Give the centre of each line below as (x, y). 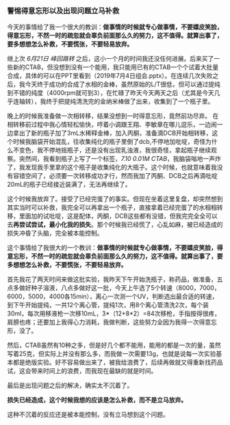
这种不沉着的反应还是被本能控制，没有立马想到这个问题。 (88, 415)
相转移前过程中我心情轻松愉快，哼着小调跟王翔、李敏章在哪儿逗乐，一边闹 (112, 125)
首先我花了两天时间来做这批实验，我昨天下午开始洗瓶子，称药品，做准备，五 (115, 279)
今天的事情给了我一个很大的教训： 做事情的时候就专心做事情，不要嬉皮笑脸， (115, 27)
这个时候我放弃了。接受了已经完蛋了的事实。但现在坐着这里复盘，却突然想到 (115, 199)
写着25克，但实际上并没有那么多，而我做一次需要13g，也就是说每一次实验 (112, 354)
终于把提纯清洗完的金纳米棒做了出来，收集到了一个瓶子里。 (130, 101)
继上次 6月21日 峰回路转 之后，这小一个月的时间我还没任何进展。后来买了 (111, 59)
